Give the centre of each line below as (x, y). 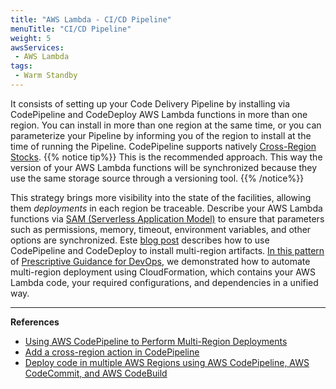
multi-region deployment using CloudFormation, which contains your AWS (163, 272)
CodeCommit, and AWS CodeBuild (96, 373)
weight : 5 (31, 38)
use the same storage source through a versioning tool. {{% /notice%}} (157, 178)
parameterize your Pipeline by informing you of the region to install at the (161, 135)
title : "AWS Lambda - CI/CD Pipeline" (91, 19)
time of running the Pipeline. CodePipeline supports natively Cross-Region (163, 146)
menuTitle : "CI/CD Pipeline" (71, 29)
